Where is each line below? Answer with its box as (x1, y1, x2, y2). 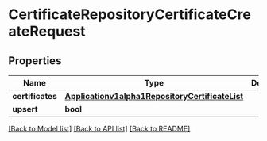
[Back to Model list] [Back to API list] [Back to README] (8, 124, 191, 133)
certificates (12, 91, 57, 101)
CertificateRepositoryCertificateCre (8, 6, 252, 24)
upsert (12, 104, 38, 114)
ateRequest (8, 22, 86, 40)
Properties (8, 54, 62, 67)
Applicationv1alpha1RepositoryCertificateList (64, 91, 244, 101)
